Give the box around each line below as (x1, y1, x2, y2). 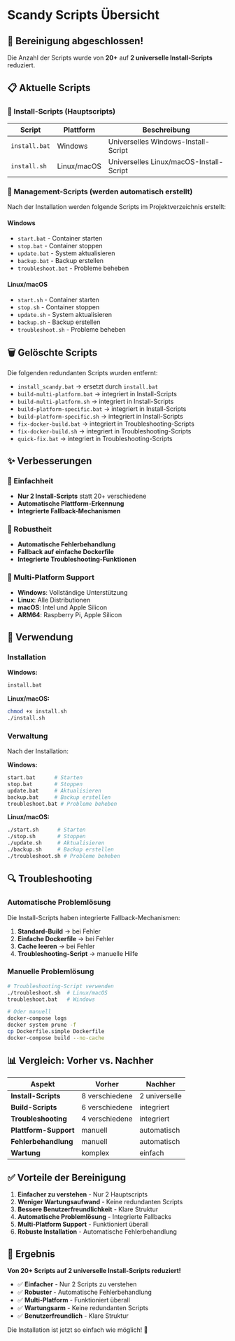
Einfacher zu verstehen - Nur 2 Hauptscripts (17, 1190, 148, 1199)
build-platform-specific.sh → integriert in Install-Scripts (17, 412, 183, 421)
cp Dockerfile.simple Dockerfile (7, 1028, 105, 1035)
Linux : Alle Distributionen (17, 596, 91, 605)
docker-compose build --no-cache (7, 1035, 105, 1042)
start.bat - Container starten (17, 234, 103, 243)
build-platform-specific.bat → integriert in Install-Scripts (17, 405, 187, 413)
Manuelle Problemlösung (7, 966, 94, 976)
